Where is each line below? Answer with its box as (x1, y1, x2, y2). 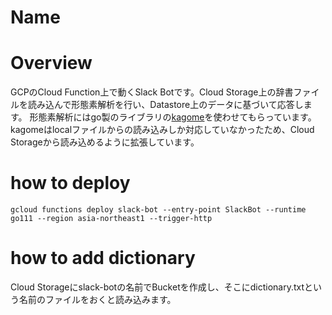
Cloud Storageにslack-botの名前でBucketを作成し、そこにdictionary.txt (10, 281, 305, 293)
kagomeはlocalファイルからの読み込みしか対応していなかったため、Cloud (10, 124, 315, 136)
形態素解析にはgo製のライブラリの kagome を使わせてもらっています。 (29, 111, 317, 123)
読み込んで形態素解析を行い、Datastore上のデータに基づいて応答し (27, 99, 304, 111)
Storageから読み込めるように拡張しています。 (10, 136, 200, 148)
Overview (10, 52, 93, 75)
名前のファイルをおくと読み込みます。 (18, 294, 177, 305)
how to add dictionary (10, 247, 196, 270)
